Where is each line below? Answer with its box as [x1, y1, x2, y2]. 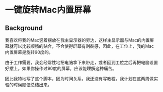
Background [5, 24, 43, 32]
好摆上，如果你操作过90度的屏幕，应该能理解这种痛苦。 [5, 66, 117, 71]
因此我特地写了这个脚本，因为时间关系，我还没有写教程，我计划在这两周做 [5, 76, 154, 81]
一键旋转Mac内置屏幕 [5, 4, 91, 15]
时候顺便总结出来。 [13, 82, 52, 87]
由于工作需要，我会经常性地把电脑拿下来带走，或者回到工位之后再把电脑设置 [5, 60, 158, 65]
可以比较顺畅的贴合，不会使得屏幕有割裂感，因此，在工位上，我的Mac [13, 43, 154, 49]
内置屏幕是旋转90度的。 [5, 49, 53, 55]
